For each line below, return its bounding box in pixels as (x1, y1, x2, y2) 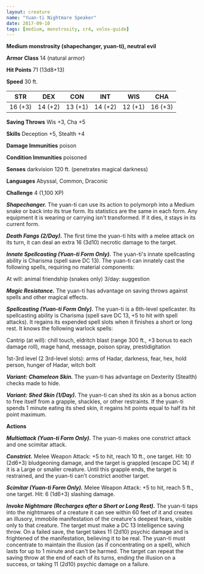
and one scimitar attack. (6, 441, 67, 448)
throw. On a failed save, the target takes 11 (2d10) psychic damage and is (6, 528, 189, 536)
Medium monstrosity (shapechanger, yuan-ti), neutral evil (6, 43, 157, 50)
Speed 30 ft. (6, 78, 38, 85)
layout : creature (6, 9, 51, 15)
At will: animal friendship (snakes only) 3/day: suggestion (6, 275, 150, 283)
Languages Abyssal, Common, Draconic (6, 177, 108, 185)
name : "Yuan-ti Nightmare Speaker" (6, 15, 97, 21)
